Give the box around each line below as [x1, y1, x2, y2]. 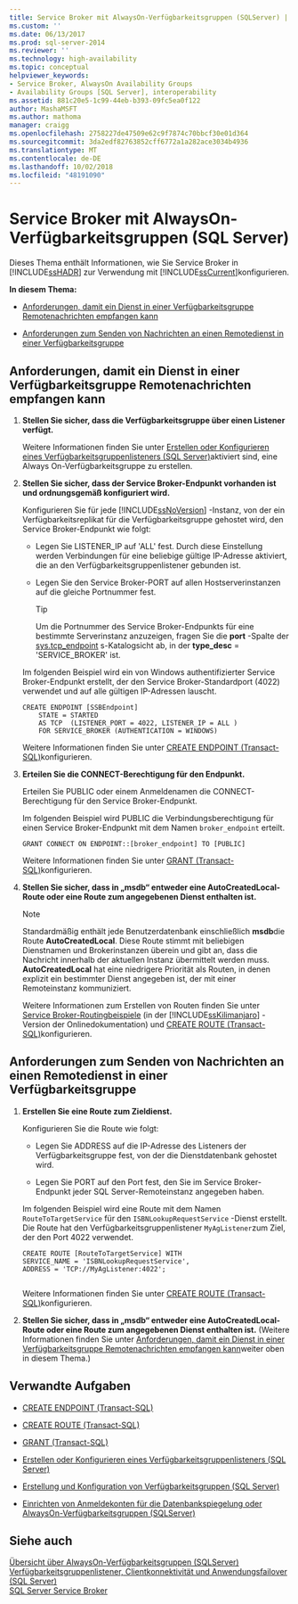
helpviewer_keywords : [9, 71, 90, 80]
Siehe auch [9, 1534, 73, 1549]
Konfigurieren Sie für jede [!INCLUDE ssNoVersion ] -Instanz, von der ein [21, 505, 286, 515]
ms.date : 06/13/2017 [9, 29, 86, 38]
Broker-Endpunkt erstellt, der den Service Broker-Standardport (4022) [21, 677, 280, 687]
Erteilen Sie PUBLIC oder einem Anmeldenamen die [21, 786, 212, 796]
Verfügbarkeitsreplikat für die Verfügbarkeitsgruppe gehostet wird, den [21, 514, 284, 524]
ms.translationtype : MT [9, 145, 98, 154]
